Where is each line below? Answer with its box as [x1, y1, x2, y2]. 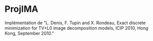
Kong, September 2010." [4, 30, 54, 36]
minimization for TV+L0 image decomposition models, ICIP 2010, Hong [4, 25, 149, 31]
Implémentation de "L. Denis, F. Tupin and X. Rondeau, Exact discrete [4, 20, 146, 26]
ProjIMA [4, 3, 38, 15]
